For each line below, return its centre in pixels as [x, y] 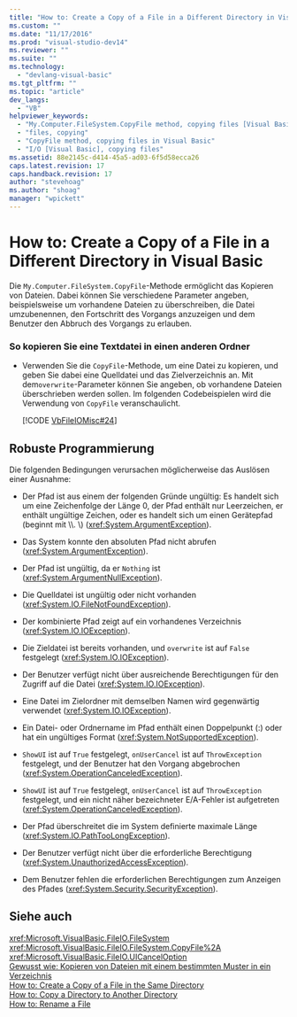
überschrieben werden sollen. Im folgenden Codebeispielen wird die [146, 394]
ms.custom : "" [35, 26]
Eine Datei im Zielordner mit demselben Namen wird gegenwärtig [141, 701]
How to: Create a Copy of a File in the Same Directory [107, 985]
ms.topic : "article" [47, 91]
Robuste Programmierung [82, 448]
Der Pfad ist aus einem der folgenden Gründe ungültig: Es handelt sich [150, 496]
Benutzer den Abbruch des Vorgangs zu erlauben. [101, 323]
